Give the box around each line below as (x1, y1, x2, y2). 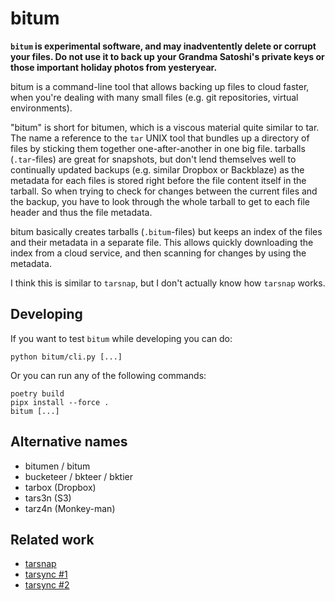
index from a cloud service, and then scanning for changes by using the (10, 247, 307, 259)
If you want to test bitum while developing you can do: (10, 332, 233, 344)
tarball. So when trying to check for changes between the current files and (10, 185, 318, 197)
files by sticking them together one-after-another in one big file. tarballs (10, 142, 306, 154)
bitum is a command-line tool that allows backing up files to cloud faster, (10, 80, 310, 92)
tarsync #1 (24, 568, 68, 581)
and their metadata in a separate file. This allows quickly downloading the (10, 236, 314, 248)
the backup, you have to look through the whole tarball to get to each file (10, 195, 310, 207)
